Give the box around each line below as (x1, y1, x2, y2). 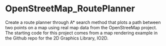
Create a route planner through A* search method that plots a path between (5, 19, 161, 25)
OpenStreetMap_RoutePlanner (5, 3, 135, 14)
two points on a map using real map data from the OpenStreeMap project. (5, 24, 157, 30)
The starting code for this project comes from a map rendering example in (5, 30, 158, 36)
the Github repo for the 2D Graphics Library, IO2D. (5, 35, 108, 41)
